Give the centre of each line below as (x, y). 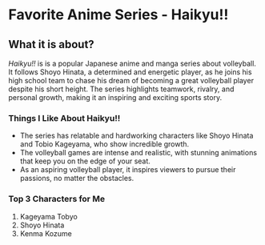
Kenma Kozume (46, 233)
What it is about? (51, 44)
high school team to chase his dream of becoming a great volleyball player (131, 80)
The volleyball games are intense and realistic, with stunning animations (139, 153)
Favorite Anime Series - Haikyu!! (118, 15)
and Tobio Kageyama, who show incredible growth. (104, 144)
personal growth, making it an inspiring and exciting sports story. (115, 97)
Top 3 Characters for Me (57, 199)
